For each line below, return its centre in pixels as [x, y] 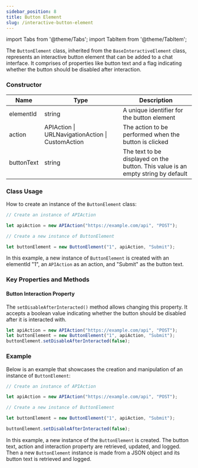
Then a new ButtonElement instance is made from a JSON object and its [93, 453]
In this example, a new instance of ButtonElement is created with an [88, 258]
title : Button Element [34, 17]
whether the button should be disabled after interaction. [74, 70]
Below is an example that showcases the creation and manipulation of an [95, 369]
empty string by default [155, 174]
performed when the [151, 135]
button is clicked [146, 142]
